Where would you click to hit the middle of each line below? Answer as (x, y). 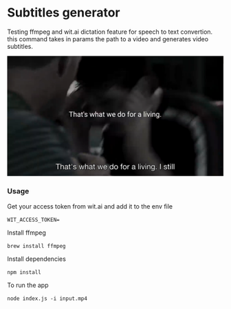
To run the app (28, 285)
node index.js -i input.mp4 (47, 298)
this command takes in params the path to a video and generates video (108, 39)
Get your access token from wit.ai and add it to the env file (90, 206)
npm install (24, 272)
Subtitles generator (64, 13)
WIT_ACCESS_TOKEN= (33, 220)
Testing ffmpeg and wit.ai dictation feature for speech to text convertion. (110, 32)
